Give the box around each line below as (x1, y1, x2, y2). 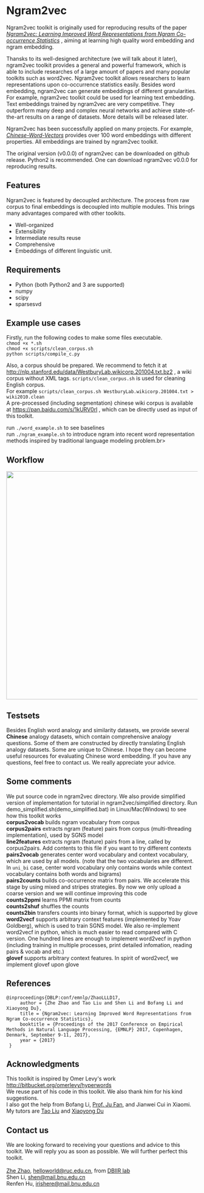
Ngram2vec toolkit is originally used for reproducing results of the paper (6, 24, 187, 31)
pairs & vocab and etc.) (6, 948, 65, 955)
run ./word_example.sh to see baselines (6, 424, 105, 432)
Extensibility (15, 228, 46, 235)
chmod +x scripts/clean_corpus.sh (6, 346, 94, 352)
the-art (6, 113, 24, 121)
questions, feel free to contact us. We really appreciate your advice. (6, 759, 176, 766)
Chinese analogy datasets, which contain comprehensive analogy (6, 733, 172, 740)
